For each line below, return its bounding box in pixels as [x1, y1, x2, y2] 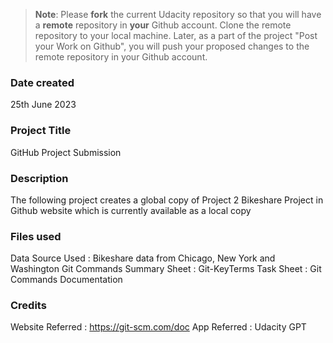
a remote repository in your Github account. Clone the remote [34, 19, 292, 31]
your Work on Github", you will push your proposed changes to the [34, 40, 310, 52]
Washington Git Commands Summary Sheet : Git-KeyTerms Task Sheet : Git [10, 263, 322, 275]
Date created [10, 75, 75, 89]
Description [10, 171, 69, 185]
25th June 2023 [10, 99, 77, 111]
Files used [10, 229, 62, 243]
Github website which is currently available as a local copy [10, 204, 252, 216]
